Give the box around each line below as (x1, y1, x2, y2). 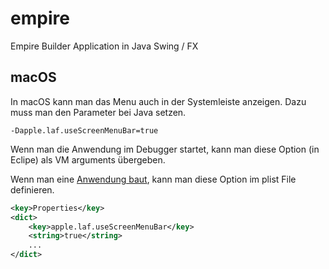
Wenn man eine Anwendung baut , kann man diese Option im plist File (10, 173, 297, 185)
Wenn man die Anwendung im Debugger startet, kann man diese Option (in (10, 143, 320, 155)
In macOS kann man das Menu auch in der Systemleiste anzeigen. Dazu (10, 95, 307, 107)
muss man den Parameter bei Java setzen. (10, 106, 187, 118)
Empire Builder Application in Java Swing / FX (10, 40, 199, 52)
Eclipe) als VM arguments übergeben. (10, 153, 166, 166)
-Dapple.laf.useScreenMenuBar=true (10, 125, 159, 136)
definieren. (10, 183, 55, 196)
